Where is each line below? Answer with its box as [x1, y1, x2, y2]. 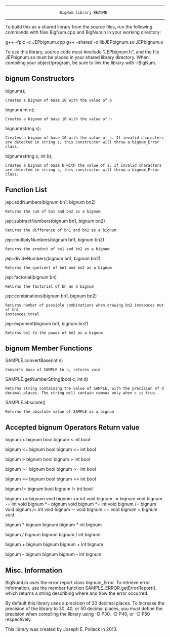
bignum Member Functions [5, 344, 93, 353]
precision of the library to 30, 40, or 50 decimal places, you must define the [5, 605, 163, 612]
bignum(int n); [5, 106, 35, 112]
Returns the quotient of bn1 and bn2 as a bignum [5, 265, 112, 270]
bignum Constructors [5, 74, 75, 83]
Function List [5, 186, 47, 194]
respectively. [5, 616, 32, 623]
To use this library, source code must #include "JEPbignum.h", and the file [5, 49, 159, 55]
